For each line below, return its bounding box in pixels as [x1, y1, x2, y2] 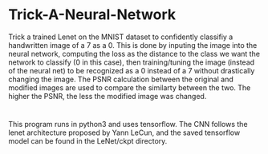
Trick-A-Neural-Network [8, 6, 177, 24]
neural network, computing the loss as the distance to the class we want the [8, 49, 261, 58]
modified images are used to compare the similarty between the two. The [8, 82, 251, 93]
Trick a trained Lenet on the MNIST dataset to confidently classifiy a [8, 32, 233, 41]
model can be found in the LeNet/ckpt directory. [8, 136, 168, 146]
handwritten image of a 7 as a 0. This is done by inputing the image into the [8, 40, 258, 49]
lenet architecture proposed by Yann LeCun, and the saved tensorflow [8, 128, 241, 137]
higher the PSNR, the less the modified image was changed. [8, 91, 207, 101]
